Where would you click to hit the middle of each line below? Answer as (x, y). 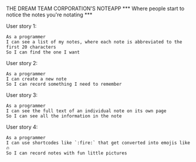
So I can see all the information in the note (64, 116)
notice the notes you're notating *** (49, 15)
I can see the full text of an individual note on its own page (86, 111)
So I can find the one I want (43, 52)
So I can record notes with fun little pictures (67, 153)
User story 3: (22, 95)
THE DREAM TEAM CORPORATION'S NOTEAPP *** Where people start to (95, 9)
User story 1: (21, 26)
